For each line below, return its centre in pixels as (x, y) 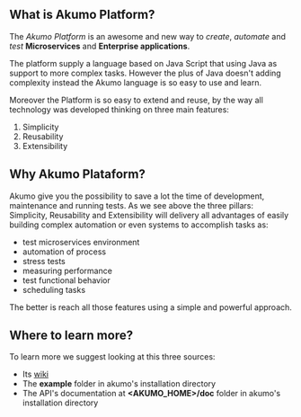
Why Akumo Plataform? (77, 174)
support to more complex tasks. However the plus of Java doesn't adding (145, 73)
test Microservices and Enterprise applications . (100, 46)
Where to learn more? (71, 336)
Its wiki (35, 374)
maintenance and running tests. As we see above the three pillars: (132, 205)
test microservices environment (81, 242)
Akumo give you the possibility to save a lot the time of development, (137, 196)
